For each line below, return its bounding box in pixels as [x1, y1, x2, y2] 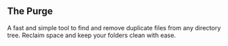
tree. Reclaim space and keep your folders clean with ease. [7, 31, 177, 39]
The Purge [7, 5, 53, 17]
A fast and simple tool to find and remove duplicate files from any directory [7, 23, 221, 32]
